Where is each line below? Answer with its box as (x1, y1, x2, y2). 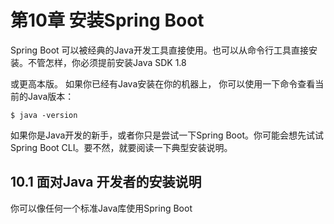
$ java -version (10, 110, 78, 120)
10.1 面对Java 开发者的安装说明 (10, 174, 202, 191)
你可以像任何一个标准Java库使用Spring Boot (10, 202, 193, 214)
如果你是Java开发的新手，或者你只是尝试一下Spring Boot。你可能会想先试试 (10, 129, 324, 141)
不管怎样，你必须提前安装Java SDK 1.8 (27, 56, 187, 68)
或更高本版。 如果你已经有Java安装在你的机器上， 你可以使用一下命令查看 (10, 77, 316, 90)
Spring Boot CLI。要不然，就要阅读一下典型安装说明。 (10, 141, 233, 153)
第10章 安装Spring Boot (10, 9, 205, 32)
